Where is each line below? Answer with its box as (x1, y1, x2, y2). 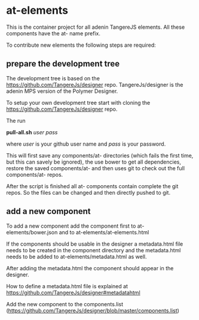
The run (6, 117, 26, 124)
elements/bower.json (6, 228, 58, 236)
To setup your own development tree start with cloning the (6, 99, 151, 106)
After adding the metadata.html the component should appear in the (6, 264, 174, 271)
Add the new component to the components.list (6, 300, 124, 307)
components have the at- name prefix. (6, 29, 100, 37)
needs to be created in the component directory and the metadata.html (6, 246, 181, 253)
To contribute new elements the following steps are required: (6, 41, 157, 49)
